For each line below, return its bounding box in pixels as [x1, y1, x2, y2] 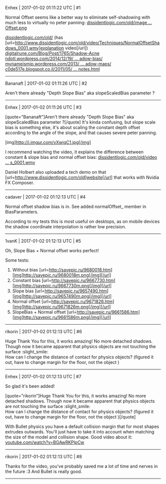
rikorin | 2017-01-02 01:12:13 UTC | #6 [5, 329, 83, 335]
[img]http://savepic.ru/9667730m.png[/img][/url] [12, 283, 112, 288]
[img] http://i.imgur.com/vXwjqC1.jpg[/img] [5, 139, 91, 145]
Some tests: [5, 257, 30, 263]
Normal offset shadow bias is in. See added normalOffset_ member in [5, 204, 147, 209]
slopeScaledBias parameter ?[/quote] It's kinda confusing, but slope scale [5, 119, 156, 125]
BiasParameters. [5, 209, 39, 214]
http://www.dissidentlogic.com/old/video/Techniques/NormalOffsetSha [14, 40, 160, 46]
